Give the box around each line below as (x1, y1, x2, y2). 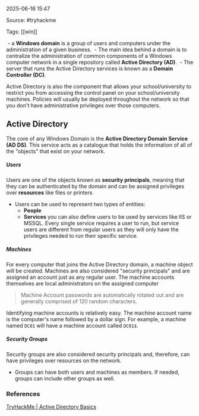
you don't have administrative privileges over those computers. (6, 102, 161, 109)
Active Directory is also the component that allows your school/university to (6, 83, 192, 90)
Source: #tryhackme (6, 17, 56, 23)
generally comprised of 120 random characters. (20, 297, 138, 305)
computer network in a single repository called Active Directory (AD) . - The (6, 59, 194, 66)
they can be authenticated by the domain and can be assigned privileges (6, 182, 185, 190)
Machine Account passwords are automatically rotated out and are (20, 291, 184, 299)
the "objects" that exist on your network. (6, 147, 106, 154)
